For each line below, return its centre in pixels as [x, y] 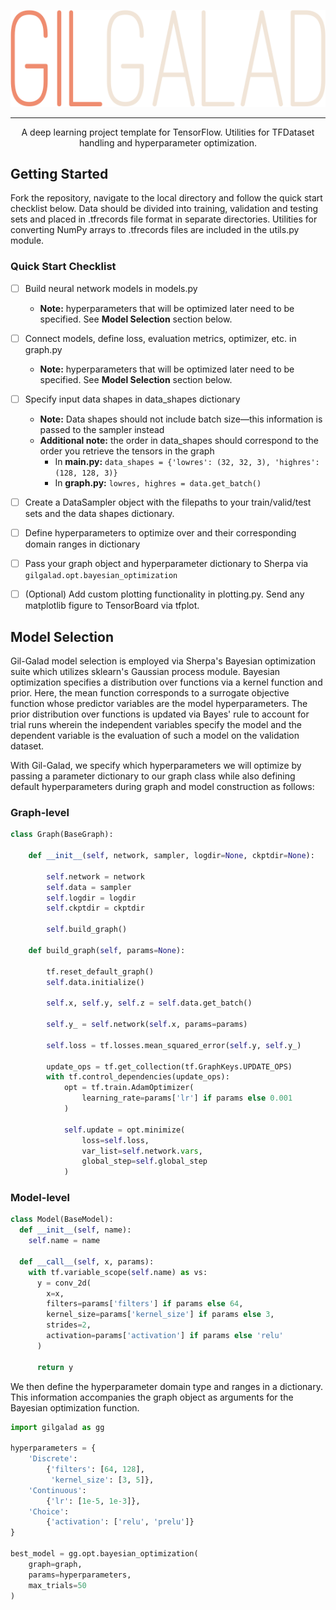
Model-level [40, 1198]
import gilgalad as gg [57, 1427]
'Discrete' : [53, 1459]
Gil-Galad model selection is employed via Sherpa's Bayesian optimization [163, 661]
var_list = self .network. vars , [142, 1151]
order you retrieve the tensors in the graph [127, 451]
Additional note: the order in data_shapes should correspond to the [179, 440]
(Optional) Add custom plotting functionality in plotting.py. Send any [164, 594]
